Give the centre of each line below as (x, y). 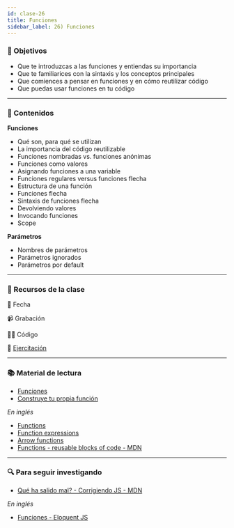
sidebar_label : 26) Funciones (51, 26)
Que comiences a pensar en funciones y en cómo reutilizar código (113, 81)
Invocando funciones (48, 215)
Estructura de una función (55, 186)
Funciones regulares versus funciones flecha (82, 178)
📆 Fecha (19, 304)
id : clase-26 (26, 14)
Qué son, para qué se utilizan (59, 141)
